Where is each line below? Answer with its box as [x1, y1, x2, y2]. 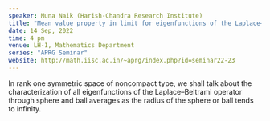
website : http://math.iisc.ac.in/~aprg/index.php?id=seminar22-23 [8, 57, 235, 65]
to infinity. [8, 103, 42, 113]
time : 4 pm [8, 34, 45, 42]
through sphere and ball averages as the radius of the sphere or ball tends [8, 95, 255, 105]
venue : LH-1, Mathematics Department [8, 42, 135, 50]
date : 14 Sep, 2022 [8, 26, 74, 34]
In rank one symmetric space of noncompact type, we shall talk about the [8, 78, 252, 88]
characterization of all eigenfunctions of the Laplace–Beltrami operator [8, 87, 243, 96]
